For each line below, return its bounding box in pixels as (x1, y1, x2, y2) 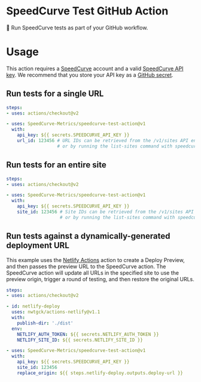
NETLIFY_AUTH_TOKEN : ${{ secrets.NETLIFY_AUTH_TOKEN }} (17, 331, 160, 337)
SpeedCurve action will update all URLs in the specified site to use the (6, 269, 179, 276)
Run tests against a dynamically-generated (6, 231, 170, 241)
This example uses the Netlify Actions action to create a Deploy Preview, (6, 256, 185, 263)
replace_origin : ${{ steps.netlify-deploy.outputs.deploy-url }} (17, 370, 184, 376)
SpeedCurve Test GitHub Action (6, 4, 169, 18)
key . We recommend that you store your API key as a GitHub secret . (6, 71, 173, 79)
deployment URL (6, 240, 70, 251)
